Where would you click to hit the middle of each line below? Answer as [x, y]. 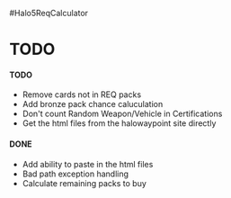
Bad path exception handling [75, 174]
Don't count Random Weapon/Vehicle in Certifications [122, 114]
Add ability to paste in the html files [88, 164]
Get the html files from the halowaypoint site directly [119, 123]
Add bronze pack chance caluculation [93, 104]
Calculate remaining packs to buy [84, 183]
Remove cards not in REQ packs [82, 94]
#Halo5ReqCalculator [49, 13]
